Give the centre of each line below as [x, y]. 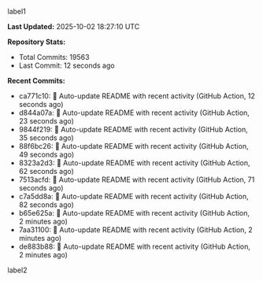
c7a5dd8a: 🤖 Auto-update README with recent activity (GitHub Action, [133, 196]
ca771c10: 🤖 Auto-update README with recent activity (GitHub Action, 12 [137, 96]
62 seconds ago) [46, 171]
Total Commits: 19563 [54, 57]
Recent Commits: [36, 81]
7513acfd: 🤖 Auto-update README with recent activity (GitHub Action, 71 [137, 179]
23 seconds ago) [46, 121]
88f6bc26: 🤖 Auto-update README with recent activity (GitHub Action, [133, 146]
